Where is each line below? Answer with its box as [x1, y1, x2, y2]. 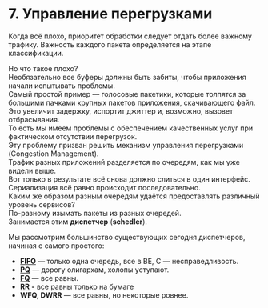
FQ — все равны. [19, 273, 78, 282]
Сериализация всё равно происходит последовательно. [8, 182, 202, 192]
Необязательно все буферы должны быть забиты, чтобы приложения [8, 72, 246, 82]
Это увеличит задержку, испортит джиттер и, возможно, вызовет [8, 106, 234, 116]
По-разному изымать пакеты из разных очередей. [8, 208, 182, 218]
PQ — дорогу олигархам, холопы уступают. [19, 265, 170, 274]
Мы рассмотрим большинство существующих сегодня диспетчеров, [8, 232, 246, 242]
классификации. [8, 48, 64, 58]
